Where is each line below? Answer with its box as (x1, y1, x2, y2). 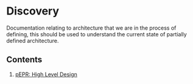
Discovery (6, 4, 60, 18)
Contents (6, 54, 43, 65)
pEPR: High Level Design (15, 71, 78, 78)
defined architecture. (6, 37, 59, 44)
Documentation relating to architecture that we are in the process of (6, 24, 177, 31)
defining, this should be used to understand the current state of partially (6, 30, 187, 37)
